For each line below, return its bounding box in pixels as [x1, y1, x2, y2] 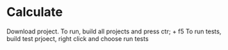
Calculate [6, 4, 63, 20]
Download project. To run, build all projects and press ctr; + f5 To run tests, [6, 27, 222, 35]
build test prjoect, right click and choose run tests [6, 34, 149, 42]
